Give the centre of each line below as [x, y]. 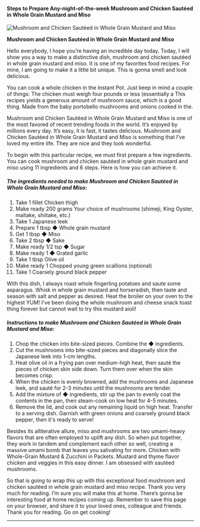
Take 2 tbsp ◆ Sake [40, 240]
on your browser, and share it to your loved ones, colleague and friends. [95, 506]
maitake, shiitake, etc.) [43, 215]
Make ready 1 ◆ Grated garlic [52, 253]
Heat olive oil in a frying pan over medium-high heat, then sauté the [98, 363]
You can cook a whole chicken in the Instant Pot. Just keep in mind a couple [100, 88]
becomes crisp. [34, 375]
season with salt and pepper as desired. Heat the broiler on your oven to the [100, 296]
